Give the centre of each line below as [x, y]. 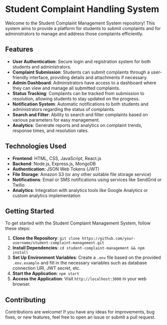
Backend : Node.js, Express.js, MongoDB [54, 163]
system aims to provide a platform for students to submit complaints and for [83, 28]
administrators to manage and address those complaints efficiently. [74, 33]
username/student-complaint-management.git [58, 243]
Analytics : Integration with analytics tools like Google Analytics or [80, 190]
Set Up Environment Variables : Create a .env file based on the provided [86, 257]
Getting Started [30, 211]
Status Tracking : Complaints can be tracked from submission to [78, 93]
